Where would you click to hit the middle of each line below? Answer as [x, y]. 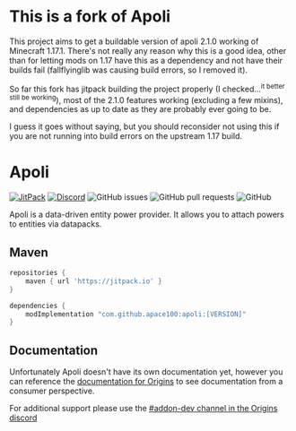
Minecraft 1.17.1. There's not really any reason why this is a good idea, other [148, 50]
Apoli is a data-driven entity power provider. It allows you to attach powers [147, 215]
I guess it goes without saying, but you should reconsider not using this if [144, 126]
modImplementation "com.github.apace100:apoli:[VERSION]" [136, 314]
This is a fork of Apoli [90, 17]
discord [23, 418]
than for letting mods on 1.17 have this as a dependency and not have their [146, 60]
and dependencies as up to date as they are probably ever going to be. [140, 109]
